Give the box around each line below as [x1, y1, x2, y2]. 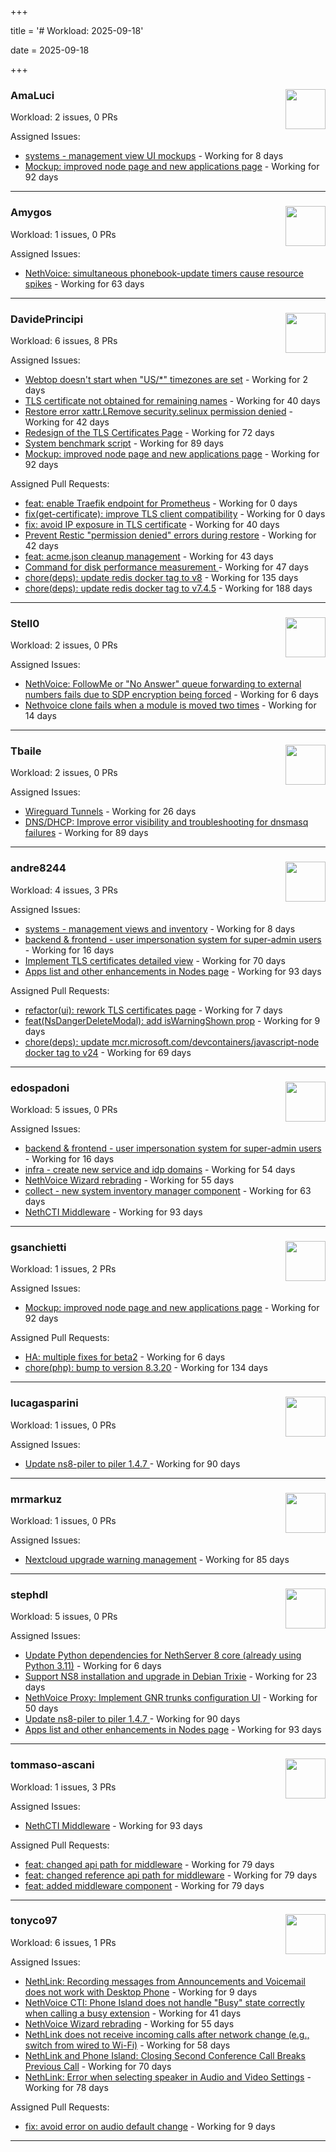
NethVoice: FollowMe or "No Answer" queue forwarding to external [24, 678, 302, 690]
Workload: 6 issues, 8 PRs [10, 334, 118, 346]
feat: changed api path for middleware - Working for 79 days [24, 1858, 275, 1870]
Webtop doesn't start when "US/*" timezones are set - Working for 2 [24, 373, 309, 385]
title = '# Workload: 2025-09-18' [10, 25, 144, 36]
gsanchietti [10, 1241, 67, 1254]
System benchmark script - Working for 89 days [24, 437, 224, 449]
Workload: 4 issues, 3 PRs [10, 884, 118, 896]
